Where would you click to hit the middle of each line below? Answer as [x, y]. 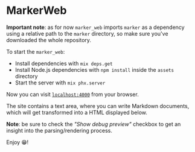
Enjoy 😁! [18, 142]
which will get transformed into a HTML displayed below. [77, 112]
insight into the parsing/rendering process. [59, 130]
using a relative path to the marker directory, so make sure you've [87, 33]
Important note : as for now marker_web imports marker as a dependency [96, 27]
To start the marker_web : [36, 51]
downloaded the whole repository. [49, 40]
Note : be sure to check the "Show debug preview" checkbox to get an [94, 124]
